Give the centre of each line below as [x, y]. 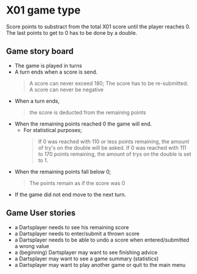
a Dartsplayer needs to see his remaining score [72, 227]
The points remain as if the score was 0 [77, 183]
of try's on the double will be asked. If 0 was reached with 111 [112, 147]
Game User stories [41, 213]
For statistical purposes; [53, 130]
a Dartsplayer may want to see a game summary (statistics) [86, 258]
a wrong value [32, 246]
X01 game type [44, 10]
